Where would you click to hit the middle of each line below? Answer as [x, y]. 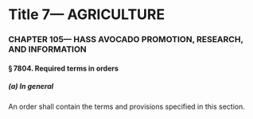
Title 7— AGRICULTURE [87, 15]
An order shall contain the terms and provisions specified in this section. [127, 106]
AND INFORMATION [47, 49]
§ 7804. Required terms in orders [64, 68]
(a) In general [31, 86]
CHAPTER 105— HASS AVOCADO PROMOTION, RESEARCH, [126, 40]
